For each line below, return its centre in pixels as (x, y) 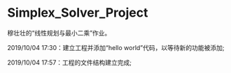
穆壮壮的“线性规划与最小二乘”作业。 (59, 33)
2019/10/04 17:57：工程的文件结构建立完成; (69, 62)
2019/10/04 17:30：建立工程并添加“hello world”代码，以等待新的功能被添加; (116, 47)
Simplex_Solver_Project (78, 13)
